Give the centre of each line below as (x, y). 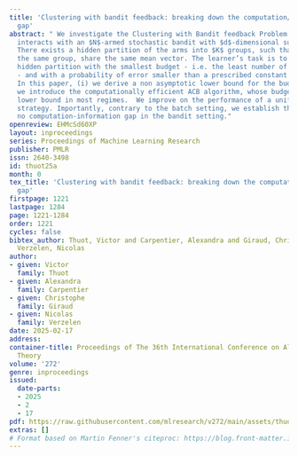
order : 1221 (31, 224)
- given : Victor (39, 265)
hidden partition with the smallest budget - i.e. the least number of (153, 67)
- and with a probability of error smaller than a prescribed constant (153, 75)
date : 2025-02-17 (41, 331)
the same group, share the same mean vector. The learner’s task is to (153, 59)
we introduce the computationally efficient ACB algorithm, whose (142, 91)
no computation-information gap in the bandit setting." (125, 116)
